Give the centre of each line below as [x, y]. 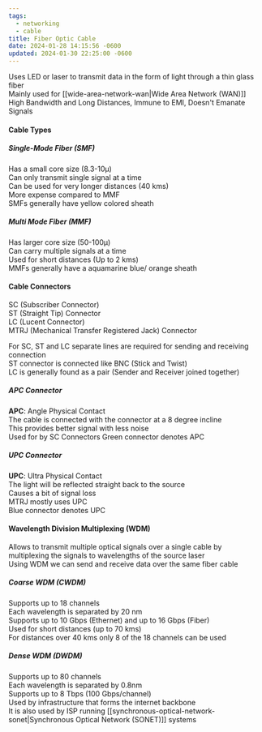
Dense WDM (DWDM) [45, 656]
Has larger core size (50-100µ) [60, 242]
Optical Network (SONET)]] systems [136, 719]
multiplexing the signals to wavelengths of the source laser [107, 555]
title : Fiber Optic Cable [52, 39]
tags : [17, 16]
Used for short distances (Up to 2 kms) [74, 259]
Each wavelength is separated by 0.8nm [75, 685]
